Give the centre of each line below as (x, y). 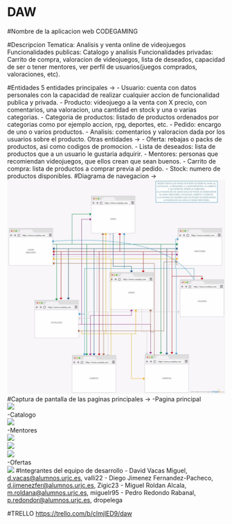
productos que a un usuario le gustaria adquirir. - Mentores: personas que (113, 154)
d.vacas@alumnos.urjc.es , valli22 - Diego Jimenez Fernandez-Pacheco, (110, 478)
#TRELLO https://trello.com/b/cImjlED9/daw (70, 514)
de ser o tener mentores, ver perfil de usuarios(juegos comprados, (102, 67)
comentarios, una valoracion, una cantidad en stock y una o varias (102, 110)
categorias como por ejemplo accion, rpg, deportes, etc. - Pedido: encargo (114, 124)
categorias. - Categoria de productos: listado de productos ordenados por (113, 117)
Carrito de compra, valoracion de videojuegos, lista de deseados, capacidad (116, 59)
